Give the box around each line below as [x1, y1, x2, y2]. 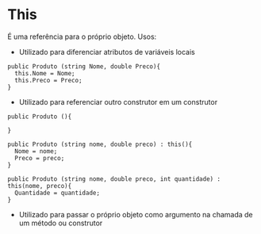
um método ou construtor [18, 218, 103, 228]
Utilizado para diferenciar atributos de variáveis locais [18, 47, 196, 56]
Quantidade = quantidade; [14, 189, 101, 197]
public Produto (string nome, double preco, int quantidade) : [7, 175, 221, 183]
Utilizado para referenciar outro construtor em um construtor [18, 97, 218, 106]
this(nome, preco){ [7, 182, 72, 190]
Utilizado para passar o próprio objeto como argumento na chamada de [18, 209, 253, 219]
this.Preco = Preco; [14, 76, 83, 84]
